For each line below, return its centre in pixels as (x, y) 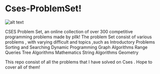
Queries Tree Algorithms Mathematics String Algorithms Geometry (72, 52)
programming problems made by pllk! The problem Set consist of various (79, 37)
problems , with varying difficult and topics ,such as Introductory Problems (80, 42)
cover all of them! (23, 67)
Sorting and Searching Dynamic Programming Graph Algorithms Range (76, 47)
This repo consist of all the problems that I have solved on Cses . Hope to (79, 62)
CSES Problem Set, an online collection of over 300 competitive (69, 31)
